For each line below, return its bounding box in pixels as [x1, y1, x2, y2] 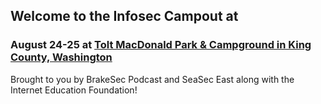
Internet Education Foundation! [10, 84, 138, 96]
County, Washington [10, 50, 113, 64]
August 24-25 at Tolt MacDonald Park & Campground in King [10, 38, 312, 52]
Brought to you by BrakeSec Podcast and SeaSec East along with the [10, 73, 295, 85]
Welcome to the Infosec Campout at [10, 8, 239, 25]
